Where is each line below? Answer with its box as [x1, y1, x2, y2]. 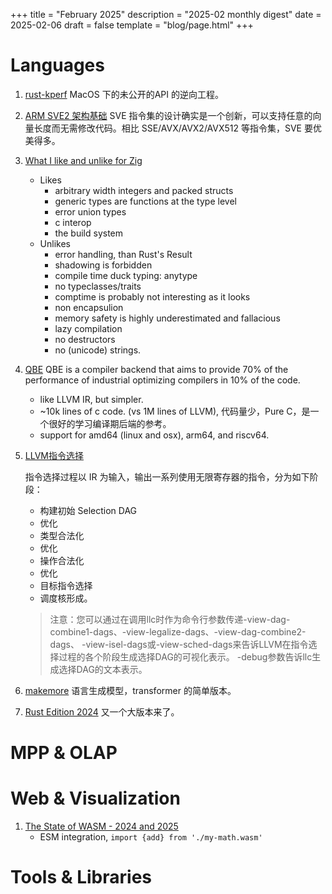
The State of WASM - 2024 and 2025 [24, 820, 179, 833]
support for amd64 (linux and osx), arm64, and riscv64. [39, 429, 270, 441]
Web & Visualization [10, 787, 181, 810]
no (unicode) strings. [54, 344, 142, 356]
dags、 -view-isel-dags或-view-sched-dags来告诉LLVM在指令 [49, 638, 309, 650]
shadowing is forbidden [54, 259, 153, 271]
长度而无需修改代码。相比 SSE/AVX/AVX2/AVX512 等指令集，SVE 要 [33, 122, 313, 134]
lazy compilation [54, 322, 123, 334]
